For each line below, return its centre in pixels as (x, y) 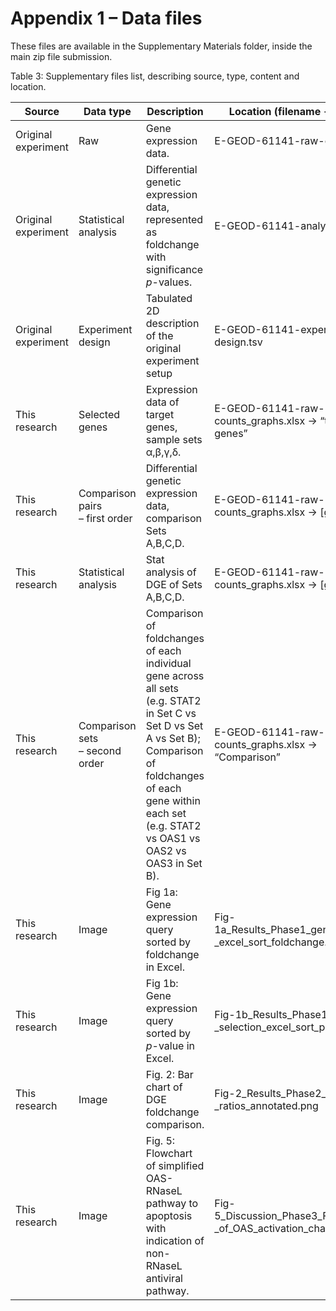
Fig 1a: (161, 892)
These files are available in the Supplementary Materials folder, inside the (161, 46)
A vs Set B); (173, 738)
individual (168, 663)
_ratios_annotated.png (266, 1105)
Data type (107, 111)
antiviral (164, 1278)
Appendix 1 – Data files (106, 18)
